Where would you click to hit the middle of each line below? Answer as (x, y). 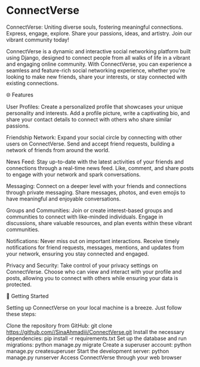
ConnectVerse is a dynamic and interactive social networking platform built (99, 51)
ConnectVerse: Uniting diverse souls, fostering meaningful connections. (95, 27)
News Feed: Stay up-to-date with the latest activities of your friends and (95, 162)
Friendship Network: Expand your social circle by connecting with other (94, 137)
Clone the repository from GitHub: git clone (59, 325)
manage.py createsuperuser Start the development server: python (87, 351)
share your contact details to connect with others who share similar (89, 119)
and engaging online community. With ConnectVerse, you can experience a (99, 64)
